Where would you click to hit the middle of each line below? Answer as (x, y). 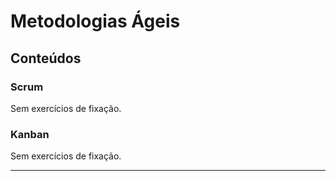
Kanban (30, 134)
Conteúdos (46, 58)
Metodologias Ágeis (95, 21)
